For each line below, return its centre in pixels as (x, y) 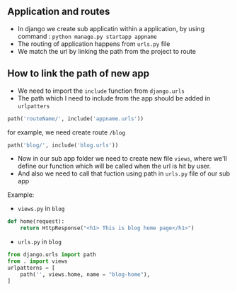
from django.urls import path (52, 255)
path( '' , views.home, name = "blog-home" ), (85, 274)
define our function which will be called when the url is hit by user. (114, 166)
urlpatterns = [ (31, 268)
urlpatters (34, 106)
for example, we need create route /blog (67, 132)
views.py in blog (41, 209)
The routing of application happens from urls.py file (94, 44)
